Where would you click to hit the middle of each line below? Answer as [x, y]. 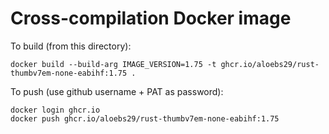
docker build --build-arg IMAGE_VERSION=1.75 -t [113, 64]
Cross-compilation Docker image [151, 18]
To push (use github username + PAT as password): [117, 91]
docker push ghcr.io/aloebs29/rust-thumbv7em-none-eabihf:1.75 [145, 118]
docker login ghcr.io [55, 110]
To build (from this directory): [71, 46]
